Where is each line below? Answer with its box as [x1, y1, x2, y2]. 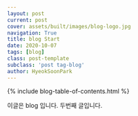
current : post [7, 17, 48, 23]
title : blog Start [7, 36, 60, 43]
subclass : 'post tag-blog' [7, 61, 85, 68]
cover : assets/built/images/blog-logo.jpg [7, 23, 131, 30]
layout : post [7, 10, 45, 17]
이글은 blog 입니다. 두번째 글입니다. [7, 101, 103, 109]
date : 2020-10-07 [7, 42, 57, 49]
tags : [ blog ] [7, 49, 45, 56]
